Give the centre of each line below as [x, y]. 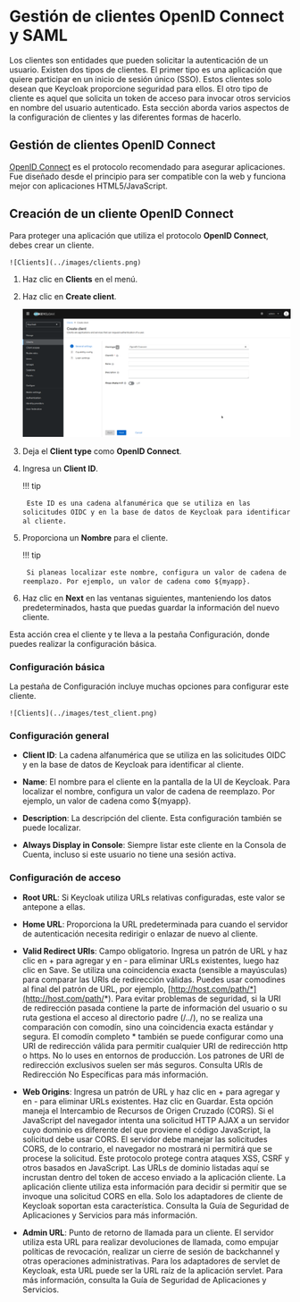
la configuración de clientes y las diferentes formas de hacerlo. [125, 117]
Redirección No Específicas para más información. [115, 1074]
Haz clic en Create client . [69, 296]
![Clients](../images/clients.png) [75, 262]
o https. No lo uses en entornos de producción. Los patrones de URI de [153, 1055]
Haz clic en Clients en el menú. [80, 279]
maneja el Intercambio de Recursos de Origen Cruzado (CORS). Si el [148, 1111]
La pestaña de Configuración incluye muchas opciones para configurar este [149, 686]
